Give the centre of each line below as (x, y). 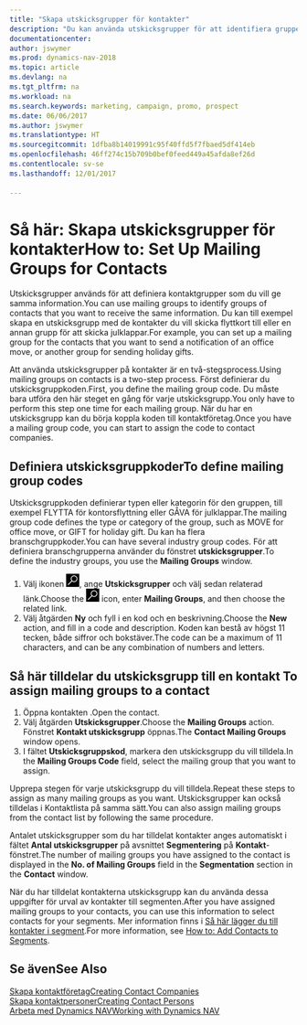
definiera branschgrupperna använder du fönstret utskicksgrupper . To (142, 551)
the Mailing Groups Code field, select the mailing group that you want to (159, 761)
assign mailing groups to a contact (110, 690)
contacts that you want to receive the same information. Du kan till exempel (151, 313)
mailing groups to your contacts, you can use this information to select (142, 912)
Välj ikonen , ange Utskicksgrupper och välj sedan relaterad (143, 584)
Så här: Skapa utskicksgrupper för (143, 230)
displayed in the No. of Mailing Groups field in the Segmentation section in (151, 865)
